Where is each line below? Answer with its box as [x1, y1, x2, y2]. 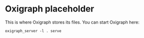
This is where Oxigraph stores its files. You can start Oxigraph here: [5, 19, 140, 25]
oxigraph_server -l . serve [5, 28, 62, 33]
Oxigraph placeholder [5, 3, 94, 14]
